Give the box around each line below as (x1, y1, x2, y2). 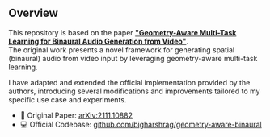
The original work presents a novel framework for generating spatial (8, 44, 235, 55)
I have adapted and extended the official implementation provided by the (8, 77, 251, 87)
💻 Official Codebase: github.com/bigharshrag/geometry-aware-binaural (19, 119, 262, 129)
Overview (8, 6, 59, 20)
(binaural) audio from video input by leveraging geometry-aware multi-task (8, 53, 258, 63)
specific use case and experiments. (8, 94, 127, 104)
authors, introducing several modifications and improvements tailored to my (8, 86, 260, 96)
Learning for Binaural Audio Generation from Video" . (8, 36, 188, 46)
